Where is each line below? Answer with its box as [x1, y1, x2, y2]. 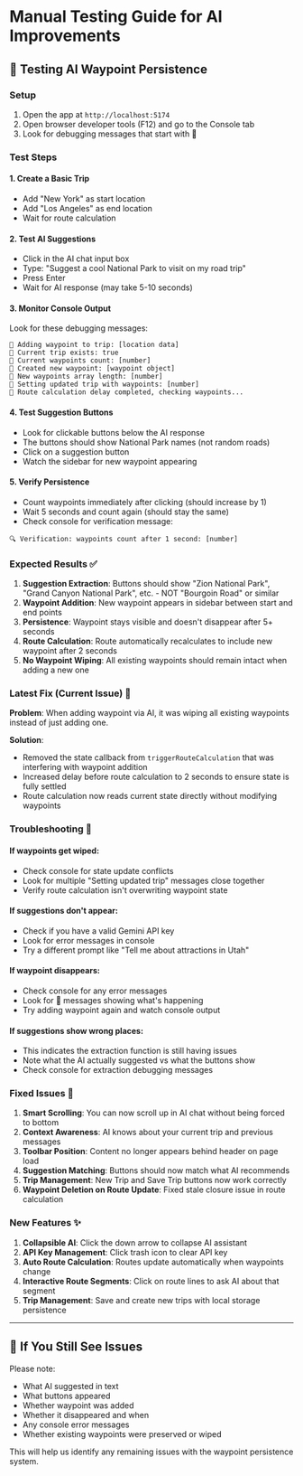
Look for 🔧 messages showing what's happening [22, 994, 204, 1005]
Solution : [9, 735, 44, 746]
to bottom [22, 1117, 60, 1128]
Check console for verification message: [22, 515, 173, 526]
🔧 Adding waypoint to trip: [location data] [9, 341, 179, 350]
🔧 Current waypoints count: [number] [9, 356, 151, 365]
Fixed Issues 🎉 [9, 1087, 74, 1100]
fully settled [22, 781, 67, 792]
